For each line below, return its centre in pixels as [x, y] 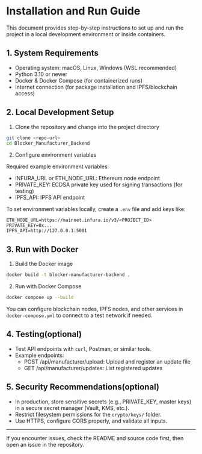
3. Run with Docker [42, 249]
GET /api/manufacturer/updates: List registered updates [93, 368]
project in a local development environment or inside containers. [86, 34]
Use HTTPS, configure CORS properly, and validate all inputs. [91, 421]
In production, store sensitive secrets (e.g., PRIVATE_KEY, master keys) [103, 402]
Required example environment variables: [58, 166]
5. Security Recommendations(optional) [83, 387]
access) [25, 93]
